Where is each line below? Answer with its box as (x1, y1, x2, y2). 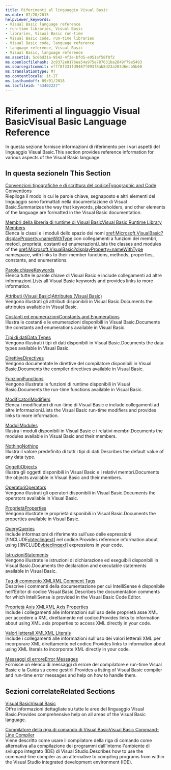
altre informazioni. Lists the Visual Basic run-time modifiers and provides (5, 407, 157, 413)
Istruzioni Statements (5, 552, 49, 558)
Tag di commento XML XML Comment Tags (5, 578, 96, 584)
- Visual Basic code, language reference (5, 41, 95, 46)
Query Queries (5, 526, 35, 532)
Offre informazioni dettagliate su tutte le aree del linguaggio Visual (5, 706, 144, 712)
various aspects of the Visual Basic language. (5, 154, 101, 160)
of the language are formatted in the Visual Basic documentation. (5, 210, 142, 216)
